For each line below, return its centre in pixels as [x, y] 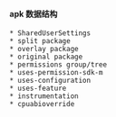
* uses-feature [38, 89]
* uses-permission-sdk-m [56, 73]
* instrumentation [44, 96]
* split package [40, 41]
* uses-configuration [50, 81]
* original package [46, 57]
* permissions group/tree [58, 65]
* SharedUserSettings [50, 33]
